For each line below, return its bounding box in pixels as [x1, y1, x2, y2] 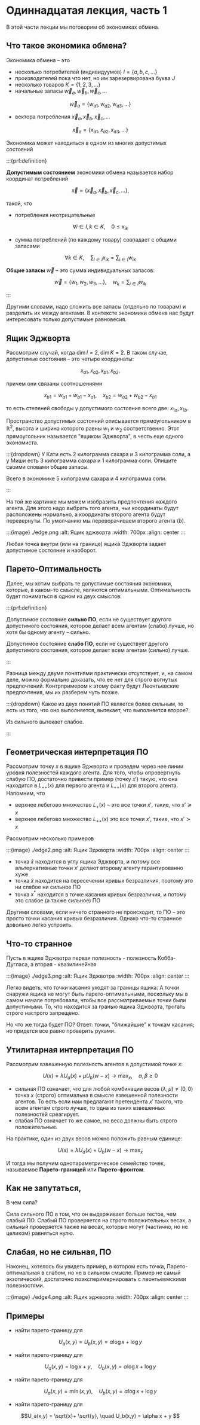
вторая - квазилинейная [35, 961, 97, 968]
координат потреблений [6, 175, 69, 182]
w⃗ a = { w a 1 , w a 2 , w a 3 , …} [69, 100, 131, 109]
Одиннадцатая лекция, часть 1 [6, 4, 167, 17]
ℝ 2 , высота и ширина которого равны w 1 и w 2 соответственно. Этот [6, 424, 180, 434]
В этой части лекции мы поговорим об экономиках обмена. [6, 23, 160, 30]
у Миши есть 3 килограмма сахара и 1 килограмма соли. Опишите [6, 457, 177, 464]
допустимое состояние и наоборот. [6, 547, 97, 554]
